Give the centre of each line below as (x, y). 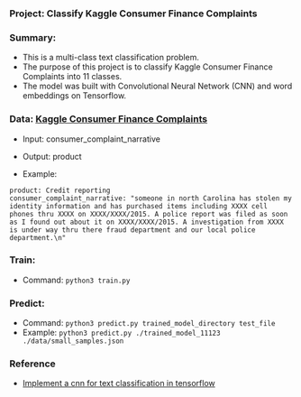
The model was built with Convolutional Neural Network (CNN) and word (157, 86)
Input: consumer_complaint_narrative (91, 139)
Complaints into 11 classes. (72, 77)
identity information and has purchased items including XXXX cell (139, 206)
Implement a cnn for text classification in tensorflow (119, 383)
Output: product (52, 156)
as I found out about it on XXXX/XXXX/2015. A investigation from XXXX (146, 222)
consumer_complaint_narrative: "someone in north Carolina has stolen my (151, 198)
